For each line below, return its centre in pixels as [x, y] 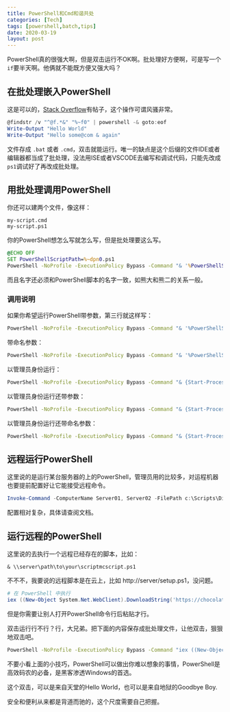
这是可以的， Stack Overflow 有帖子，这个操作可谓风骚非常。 [92, 109]
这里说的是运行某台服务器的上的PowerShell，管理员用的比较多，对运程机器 [113, 477]
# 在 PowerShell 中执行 [39, 593]
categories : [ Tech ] [35, 20]
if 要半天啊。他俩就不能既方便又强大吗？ [64, 68]
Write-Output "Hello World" [47, 128]
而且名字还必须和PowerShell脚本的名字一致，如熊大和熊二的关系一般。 [107, 280]
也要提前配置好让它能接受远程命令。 [58, 486]
